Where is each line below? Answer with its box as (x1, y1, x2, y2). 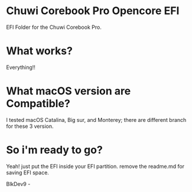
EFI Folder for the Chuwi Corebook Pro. (6, 24, 102, 31)
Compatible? (6, 97, 71, 110)
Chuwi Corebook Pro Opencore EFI (6, 4, 180, 18)
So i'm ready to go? (6, 143, 103, 157)
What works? (6, 44, 73, 58)
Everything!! (6, 64, 35, 71)
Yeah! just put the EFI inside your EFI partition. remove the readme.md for (6, 163, 185, 170)
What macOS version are (6, 84, 131, 98)
